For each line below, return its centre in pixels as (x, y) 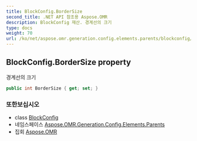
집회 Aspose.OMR (36, 132)
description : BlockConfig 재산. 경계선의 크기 (59, 22)
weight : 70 (19, 33)
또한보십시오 (23, 104)
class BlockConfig (36, 117)
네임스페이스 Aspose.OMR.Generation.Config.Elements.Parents (90, 124)
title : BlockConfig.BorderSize (44, 11)
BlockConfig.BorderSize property (69, 62)
